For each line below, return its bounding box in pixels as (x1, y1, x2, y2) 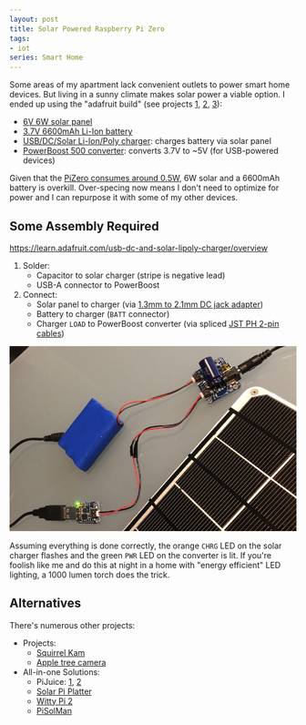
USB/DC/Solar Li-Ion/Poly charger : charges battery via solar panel (22, 136, 271, 147)
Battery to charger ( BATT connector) (36, 308, 170, 319)
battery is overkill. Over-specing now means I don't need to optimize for (9, 182, 280, 193)
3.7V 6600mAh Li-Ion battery (22, 126, 133, 137)
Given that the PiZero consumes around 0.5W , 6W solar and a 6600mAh (9, 173, 280, 184)
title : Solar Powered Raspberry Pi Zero (9, 24, 166, 34)
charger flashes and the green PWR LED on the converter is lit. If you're (9, 549, 271, 560)
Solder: (22, 260, 50, 271)
